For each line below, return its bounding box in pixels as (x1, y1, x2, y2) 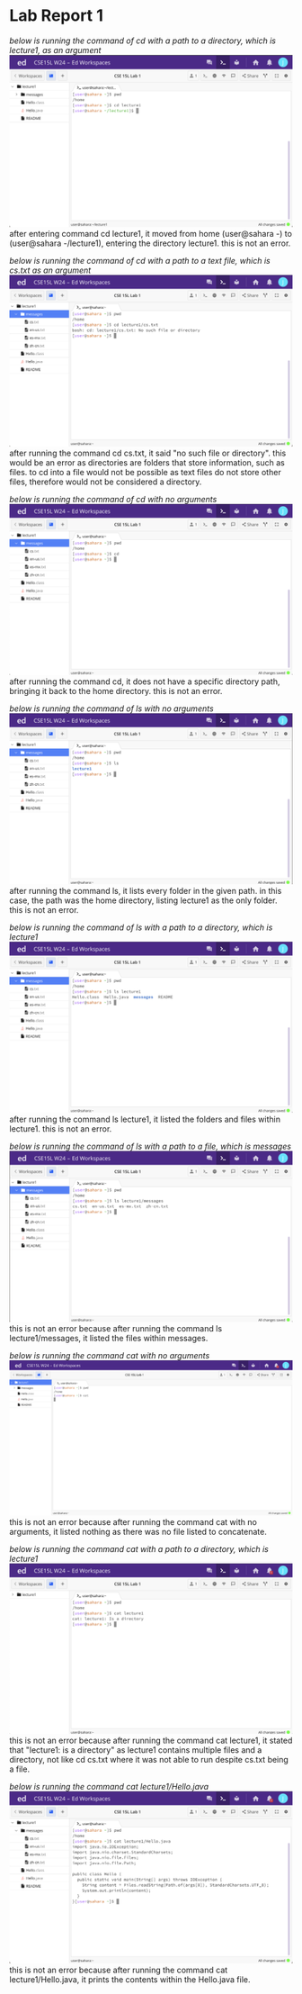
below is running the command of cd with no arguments (9, 494, 218, 505)
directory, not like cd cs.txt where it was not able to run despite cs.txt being (9, 1754, 289, 1764)
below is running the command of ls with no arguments (9, 703, 214, 714)
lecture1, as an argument (9, 44, 102, 55)
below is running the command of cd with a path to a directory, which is (9, 35, 277, 46)
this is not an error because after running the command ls (9, 1322, 223, 1333)
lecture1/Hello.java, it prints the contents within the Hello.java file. (9, 1973, 251, 1985)
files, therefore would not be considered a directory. (9, 476, 202, 487)
